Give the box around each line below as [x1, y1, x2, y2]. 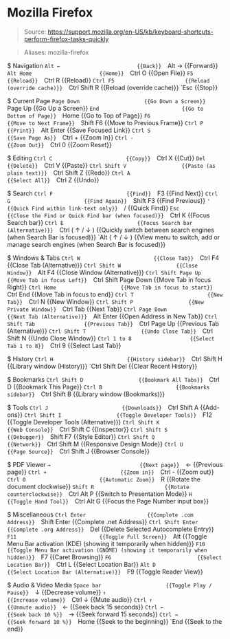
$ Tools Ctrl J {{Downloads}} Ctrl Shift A [7, 403, 199, 411]
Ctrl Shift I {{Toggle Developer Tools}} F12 [23, 411, 213, 419]
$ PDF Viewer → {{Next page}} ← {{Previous [7, 460, 223, 468]
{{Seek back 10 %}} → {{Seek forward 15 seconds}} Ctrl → [7, 610, 179, 618]
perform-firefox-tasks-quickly [23, 34, 109, 43]
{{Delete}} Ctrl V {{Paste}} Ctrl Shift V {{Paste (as [7, 161, 216, 169]
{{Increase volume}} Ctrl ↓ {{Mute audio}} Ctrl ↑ [7, 595, 153, 603]
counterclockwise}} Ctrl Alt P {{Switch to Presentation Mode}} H [7, 490, 192, 498]
